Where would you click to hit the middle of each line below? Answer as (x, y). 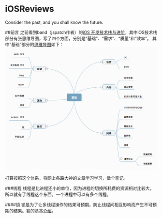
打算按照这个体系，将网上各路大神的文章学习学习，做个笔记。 (66, 178)
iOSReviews (29, 9)
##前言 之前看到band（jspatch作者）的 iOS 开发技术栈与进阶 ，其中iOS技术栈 (81, 32)
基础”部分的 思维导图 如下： (38, 44)
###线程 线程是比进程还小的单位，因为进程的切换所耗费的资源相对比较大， (80, 188)
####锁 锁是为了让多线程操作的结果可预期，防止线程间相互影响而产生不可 (79, 205)
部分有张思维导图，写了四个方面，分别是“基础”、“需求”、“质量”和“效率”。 (78, 38)
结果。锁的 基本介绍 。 (35, 211)
